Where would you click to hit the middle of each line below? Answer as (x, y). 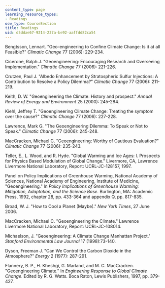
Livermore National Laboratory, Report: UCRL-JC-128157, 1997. (68, 166)
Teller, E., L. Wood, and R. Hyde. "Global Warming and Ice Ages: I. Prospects (82, 156)
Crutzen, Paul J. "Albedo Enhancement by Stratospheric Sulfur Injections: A (82, 76)
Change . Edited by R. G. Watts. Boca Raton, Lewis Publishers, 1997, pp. (77, 276)
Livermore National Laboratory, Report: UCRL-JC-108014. (63, 226)
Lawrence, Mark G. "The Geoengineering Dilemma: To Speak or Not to (77, 126)
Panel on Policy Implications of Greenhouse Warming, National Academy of (82, 176)
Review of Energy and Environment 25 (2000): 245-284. (62, 102)
